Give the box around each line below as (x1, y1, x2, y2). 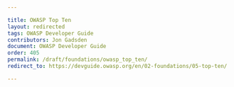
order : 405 (7, 50, 40, 57)
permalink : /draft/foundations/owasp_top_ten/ (7, 56, 148, 64)
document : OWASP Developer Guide (7, 43, 107, 50)
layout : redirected (7, 23, 65, 30)
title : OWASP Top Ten (7, 16, 72, 23)
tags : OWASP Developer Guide (7, 30, 94, 37)
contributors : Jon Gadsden (7, 36, 87, 43)
